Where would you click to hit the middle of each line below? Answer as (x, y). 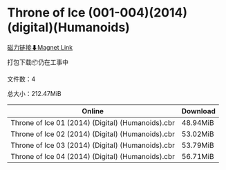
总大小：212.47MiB (34, 93)
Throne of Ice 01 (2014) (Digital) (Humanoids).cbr (93, 122)
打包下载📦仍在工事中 (38, 62)
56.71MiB (198, 156)
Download (199, 111)
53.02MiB (198, 134)
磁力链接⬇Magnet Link (40, 47)
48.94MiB (198, 122)
